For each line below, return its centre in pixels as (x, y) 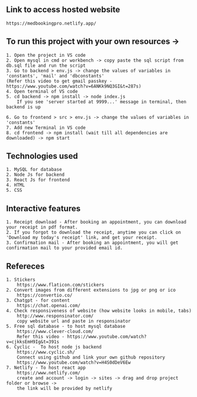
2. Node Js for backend (35, 175)
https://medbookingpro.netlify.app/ (51, 23)
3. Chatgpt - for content (38, 301)
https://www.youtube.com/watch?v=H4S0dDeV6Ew (74, 363)
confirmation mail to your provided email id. (64, 248)
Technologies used (42, 156)
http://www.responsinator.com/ (55, 316)
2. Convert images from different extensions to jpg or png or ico (91, 290)
